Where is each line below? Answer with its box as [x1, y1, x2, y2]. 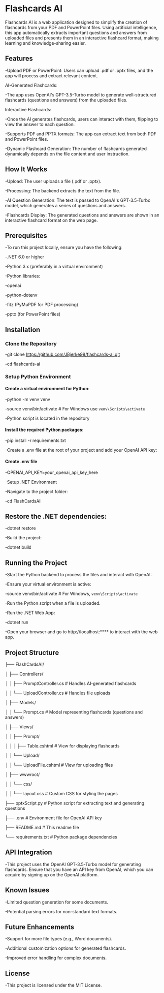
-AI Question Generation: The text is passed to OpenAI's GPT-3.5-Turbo [5, 197, 151, 203]
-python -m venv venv [5, 397, 51, 403]
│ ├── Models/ [5, 700, 36, 706]
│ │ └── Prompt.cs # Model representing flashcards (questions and [5, 709, 143, 715]
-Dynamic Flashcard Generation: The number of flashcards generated [5, 146, 147, 152]
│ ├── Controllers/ [5, 671, 43, 677]
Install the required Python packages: [5, 427, 84, 433]
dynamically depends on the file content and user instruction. [5, 151, 130, 156]
